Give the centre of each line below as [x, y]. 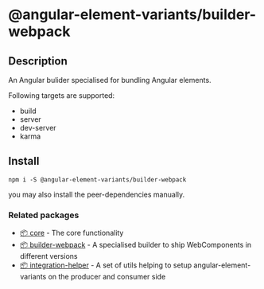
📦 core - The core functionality [72, 233]
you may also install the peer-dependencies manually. [97, 194]
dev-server [38, 128]
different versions [49, 256]
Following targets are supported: [62, 96]
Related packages [44, 215]
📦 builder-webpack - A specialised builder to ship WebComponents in [136, 245]
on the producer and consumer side [107, 277]
